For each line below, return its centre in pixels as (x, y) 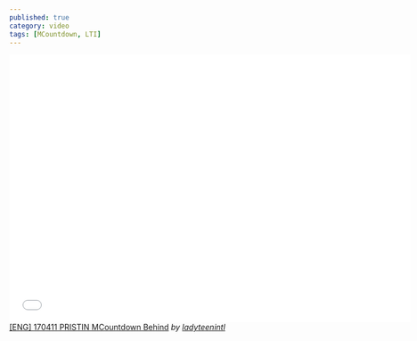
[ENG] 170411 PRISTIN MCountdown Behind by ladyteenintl (117, 328)
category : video (39, 26)
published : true (39, 17)
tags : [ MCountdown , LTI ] (55, 34)
